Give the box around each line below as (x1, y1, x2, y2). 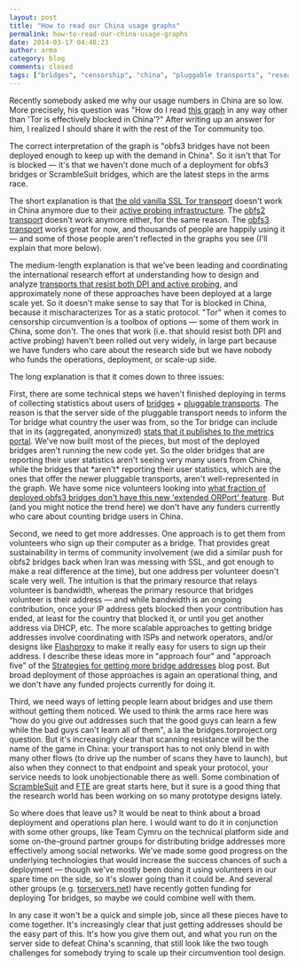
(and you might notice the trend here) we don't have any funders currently (9, 501, 281, 512)
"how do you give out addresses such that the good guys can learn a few (9, 715, 278, 726)
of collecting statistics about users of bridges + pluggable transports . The (9, 397, 279, 408)
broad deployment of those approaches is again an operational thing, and (9, 669, 278, 680)
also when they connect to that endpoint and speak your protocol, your (9, 762, 269, 773)
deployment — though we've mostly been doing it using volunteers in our (9, 864, 277, 875)
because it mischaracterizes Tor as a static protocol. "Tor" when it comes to (9, 307, 286, 318)
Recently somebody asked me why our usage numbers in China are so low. (9, 95, 284, 106)
